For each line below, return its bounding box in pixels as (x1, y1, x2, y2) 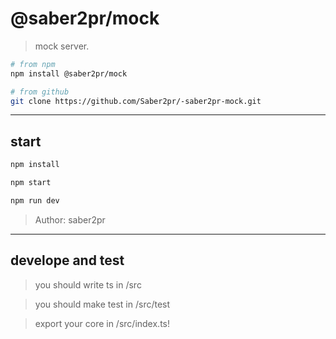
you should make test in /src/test (34, 298, 171, 310)
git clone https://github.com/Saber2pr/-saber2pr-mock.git (10, 96, 262, 106)
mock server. (34, 40, 90, 52)
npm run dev (10, 196, 60, 206)
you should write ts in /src (34, 278, 142, 291)
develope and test (10, 252, 125, 269)
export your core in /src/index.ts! (34, 317, 170, 329)
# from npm (10, 59, 56, 69)
